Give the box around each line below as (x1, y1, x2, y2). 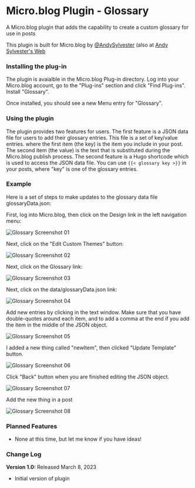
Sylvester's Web (6, 47, 46, 54)
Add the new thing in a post (6, 396, 73, 403)
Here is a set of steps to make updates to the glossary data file (6, 193, 158, 200)
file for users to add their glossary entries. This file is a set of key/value (6, 134, 178, 141)
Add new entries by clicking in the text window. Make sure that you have (6, 308, 181, 316)
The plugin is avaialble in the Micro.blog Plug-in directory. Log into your (6, 75, 179, 83)
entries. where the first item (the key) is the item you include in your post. (6, 140, 183, 147)
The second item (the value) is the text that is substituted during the (6, 146, 170, 154)
